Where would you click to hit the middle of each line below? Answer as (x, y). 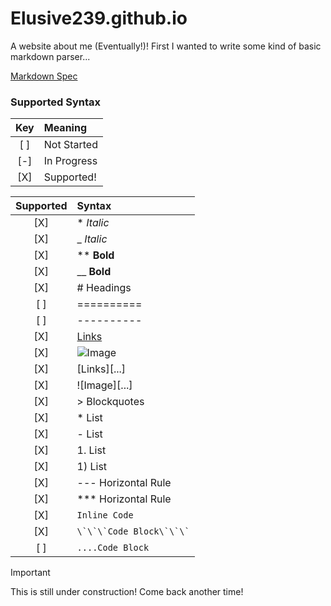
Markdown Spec (44, 76)
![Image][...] (104, 385)
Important (30, 573)
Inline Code (105, 515)
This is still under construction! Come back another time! (127, 592)
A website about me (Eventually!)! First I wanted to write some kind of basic (166, 46)
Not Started (70, 145)
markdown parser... (50, 56)
